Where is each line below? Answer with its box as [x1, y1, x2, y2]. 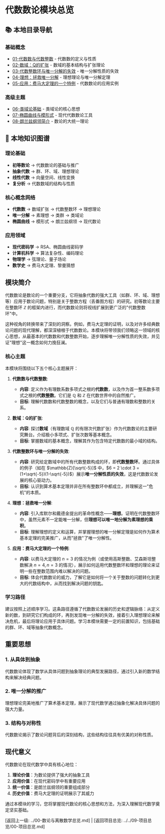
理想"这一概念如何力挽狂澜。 [11, 340, 70, 346]
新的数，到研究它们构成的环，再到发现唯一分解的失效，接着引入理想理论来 [5, 612, 156, 618]
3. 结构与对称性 [5, 719, 42, 726]
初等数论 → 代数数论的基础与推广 [12, 162, 80, 168]
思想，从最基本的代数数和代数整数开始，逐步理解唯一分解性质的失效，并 [9, 333, 156, 339]
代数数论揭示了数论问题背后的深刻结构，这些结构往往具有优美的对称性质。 [5, 732, 156, 738]
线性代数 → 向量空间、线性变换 [12, 174, 75, 180]
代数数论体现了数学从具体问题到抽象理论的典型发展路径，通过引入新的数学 [5, 668, 156, 674]
